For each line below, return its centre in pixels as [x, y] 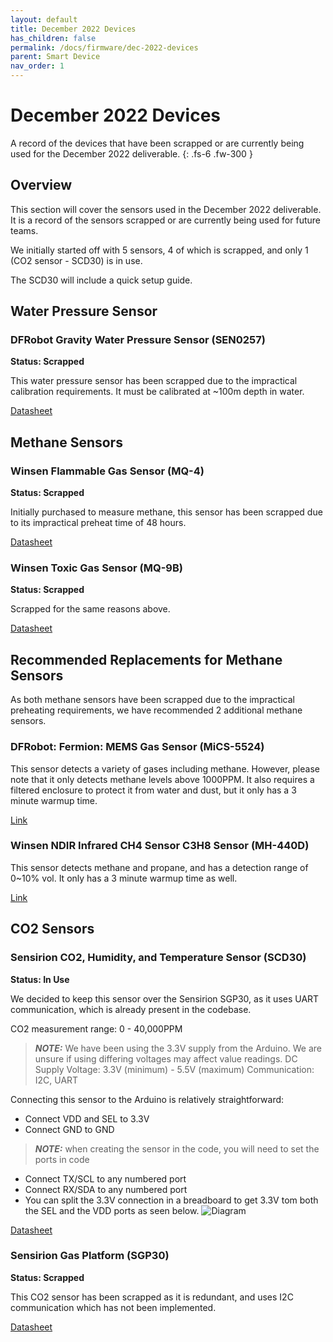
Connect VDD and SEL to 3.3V [87, 1118]
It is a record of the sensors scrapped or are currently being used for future [165, 220]
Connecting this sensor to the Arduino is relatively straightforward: [147, 1099]
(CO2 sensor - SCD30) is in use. [76, 260]
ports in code [62, 1159]
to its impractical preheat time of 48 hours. [98, 523]
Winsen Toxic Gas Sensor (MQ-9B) [96, 568]
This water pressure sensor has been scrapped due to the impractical [154, 381]
